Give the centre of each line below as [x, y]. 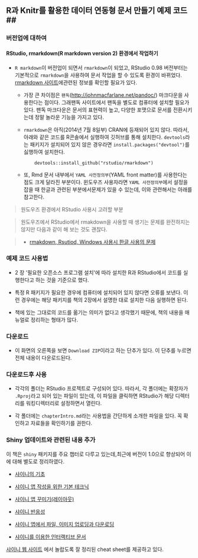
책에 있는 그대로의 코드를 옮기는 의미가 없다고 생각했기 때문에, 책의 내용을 [99, 312]
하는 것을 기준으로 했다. [62, 280]
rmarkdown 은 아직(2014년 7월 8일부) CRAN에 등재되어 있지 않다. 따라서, [106, 129]
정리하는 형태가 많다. [54, 319]
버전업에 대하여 [27, 38]
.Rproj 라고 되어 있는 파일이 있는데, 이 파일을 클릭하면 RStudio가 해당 [94, 396]
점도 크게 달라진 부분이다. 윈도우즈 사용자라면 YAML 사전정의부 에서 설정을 [106, 182]
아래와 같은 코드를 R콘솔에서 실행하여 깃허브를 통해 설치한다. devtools [104, 137]
